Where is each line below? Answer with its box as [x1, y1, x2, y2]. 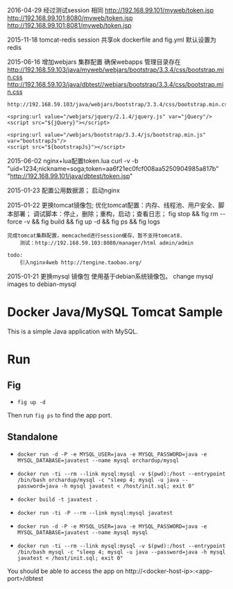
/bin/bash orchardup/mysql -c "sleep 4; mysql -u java [17, 476, 180, 483]
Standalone [7, 431, 58, 443]
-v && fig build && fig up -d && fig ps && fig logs [24, 217, 161, 226]
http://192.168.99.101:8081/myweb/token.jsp [7, 22, 132, 29]
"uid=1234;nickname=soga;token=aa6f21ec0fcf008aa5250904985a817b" [7, 165, 219, 172]
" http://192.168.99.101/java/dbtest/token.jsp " [7, 172, 133, 180]
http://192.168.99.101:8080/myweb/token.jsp [7, 14, 133, 22]
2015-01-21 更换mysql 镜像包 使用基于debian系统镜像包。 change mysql [7, 272, 214, 280]
